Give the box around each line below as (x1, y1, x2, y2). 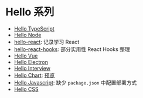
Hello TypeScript (13, 25, 55, 32)
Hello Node (13, 31, 42, 38)
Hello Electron (13, 58, 48, 65)
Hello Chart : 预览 (13, 72, 55, 79)
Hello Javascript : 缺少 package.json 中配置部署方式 (13, 79, 137, 86)
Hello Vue (13, 52, 38, 59)
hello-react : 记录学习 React (13, 38, 80, 45)
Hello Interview (13, 65, 51, 72)
